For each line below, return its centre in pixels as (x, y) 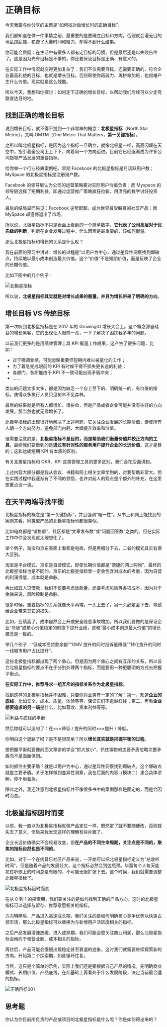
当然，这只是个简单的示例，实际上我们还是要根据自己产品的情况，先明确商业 (83, 966)
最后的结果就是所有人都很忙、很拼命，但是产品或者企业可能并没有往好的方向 (83, 405)
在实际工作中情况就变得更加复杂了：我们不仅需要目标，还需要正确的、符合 (81, 69)
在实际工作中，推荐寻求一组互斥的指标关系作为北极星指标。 (66, 684)
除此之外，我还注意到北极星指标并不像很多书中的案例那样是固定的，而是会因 (83, 789)
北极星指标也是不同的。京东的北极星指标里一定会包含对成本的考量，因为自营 (83, 571)
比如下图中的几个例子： (29, 275)
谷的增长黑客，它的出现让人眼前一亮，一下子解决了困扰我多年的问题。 (77, 332)
